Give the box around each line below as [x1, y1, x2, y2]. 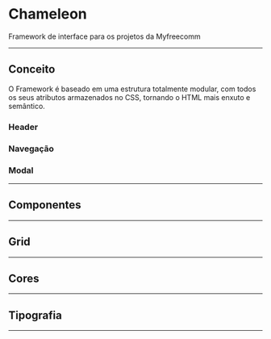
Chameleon [8, 5, 87, 23]
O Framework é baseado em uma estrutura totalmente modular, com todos [8, 84, 256, 94]
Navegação [8, 143, 55, 154]
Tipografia [8, 308, 62, 322]
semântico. [8, 101, 46, 111]
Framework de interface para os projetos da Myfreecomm [8, 31, 201, 41]
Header [8, 121, 39, 132]
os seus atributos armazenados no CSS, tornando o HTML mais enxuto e [8, 92, 251, 102]
